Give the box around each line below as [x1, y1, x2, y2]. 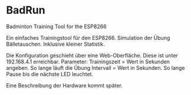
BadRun [6, 4, 45, 17]
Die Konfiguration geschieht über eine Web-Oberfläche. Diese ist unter [6, 52, 179, 59]
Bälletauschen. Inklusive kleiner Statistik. [6, 40, 105, 48]
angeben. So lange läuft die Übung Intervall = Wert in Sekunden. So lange [6, 64, 185, 71]
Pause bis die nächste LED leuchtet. [6, 70, 93, 77]
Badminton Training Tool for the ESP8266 [6, 23, 107, 30]
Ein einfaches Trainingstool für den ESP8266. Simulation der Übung [6, 34, 170, 41]
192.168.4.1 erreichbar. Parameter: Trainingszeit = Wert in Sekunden [6, 58, 170, 65]
